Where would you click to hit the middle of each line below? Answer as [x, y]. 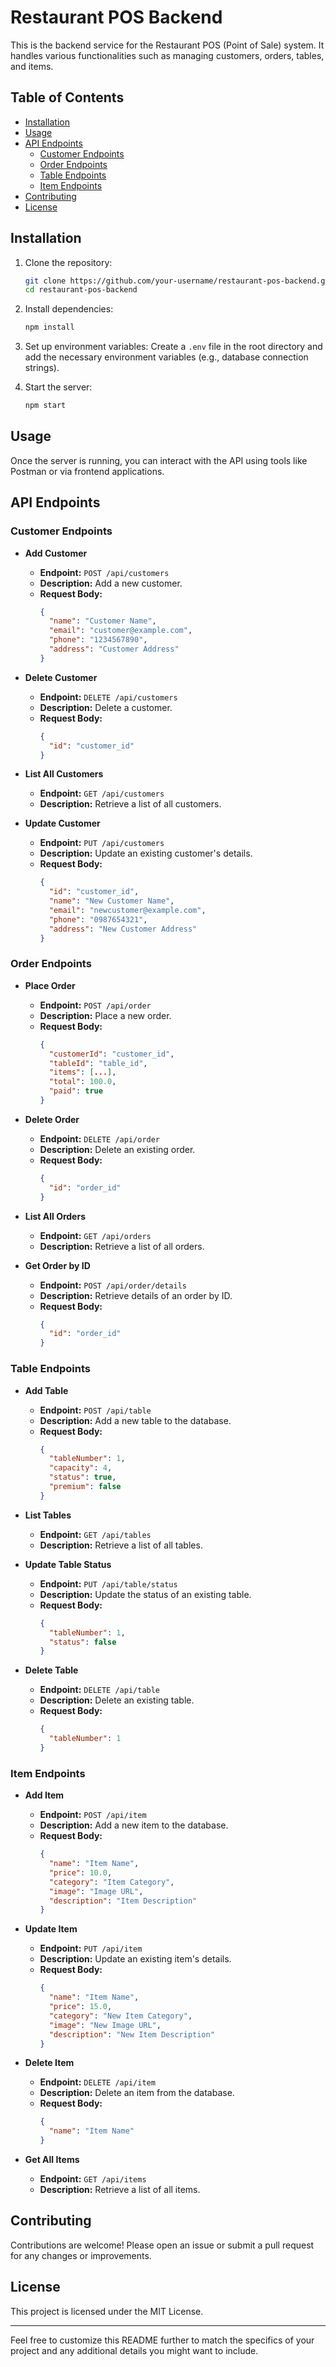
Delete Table [51, 1670]
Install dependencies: [69, 309]
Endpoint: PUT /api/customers [102, 843]
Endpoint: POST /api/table [95, 1410]
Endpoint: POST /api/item [93, 1815]
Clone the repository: [68, 262]
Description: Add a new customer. [111, 583]
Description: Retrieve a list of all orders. [122, 1246]
